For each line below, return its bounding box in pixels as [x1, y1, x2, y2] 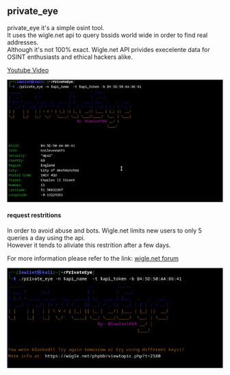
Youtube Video [7, 66, 49, 74]
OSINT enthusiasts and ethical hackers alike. [7, 53, 133, 61]
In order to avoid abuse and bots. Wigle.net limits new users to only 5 [7, 227, 202, 235]
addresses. [7, 38, 39, 47]
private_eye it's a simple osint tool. [7, 23, 105, 31]
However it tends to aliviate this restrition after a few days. [7, 241, 171, 249]
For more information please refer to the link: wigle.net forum [7, 255, 179, 263]
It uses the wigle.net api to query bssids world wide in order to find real [7, 31, 208, 39]
